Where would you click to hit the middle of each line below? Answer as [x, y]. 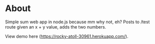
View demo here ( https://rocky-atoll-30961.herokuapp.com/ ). [67, 36]
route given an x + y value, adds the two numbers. [56, 27]
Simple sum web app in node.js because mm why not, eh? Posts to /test [77, 22]
